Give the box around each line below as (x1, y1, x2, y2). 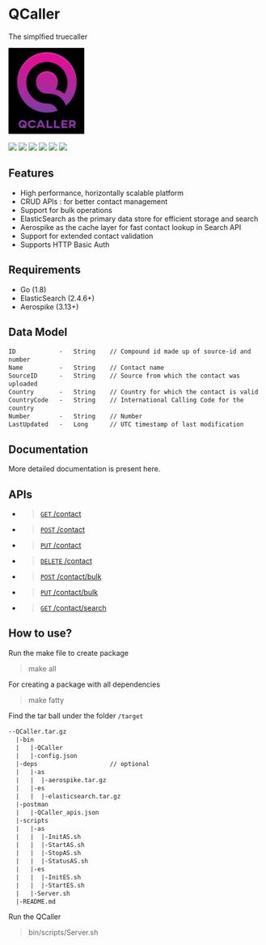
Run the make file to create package (8, 648, 129, 658)
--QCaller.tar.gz (8, 727, 67, 735)
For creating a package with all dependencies (8, 679, 160, 689)
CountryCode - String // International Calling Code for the (8, 396, 244, 405)
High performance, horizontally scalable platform (19, 188, 184, 198)
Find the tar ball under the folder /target (8, 710, 144, 721)
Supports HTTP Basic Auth (19, 240, 110, 249)
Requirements (8, 263, 81, 277)
